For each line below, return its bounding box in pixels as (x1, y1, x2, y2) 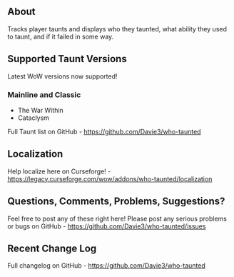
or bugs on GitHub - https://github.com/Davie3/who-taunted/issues (7, 221, 206, 231)
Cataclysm (17, 114, 50, 122)
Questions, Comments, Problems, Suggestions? (7, 196, 225, 208)
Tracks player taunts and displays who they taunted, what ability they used (7, 24, 227, 33)
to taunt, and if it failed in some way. (7, 32, 114, 41)
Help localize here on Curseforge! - (7, 167, 111, 176)
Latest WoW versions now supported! (7, 71, 118, 81)
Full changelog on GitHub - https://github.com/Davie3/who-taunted (7, 261, 205, 270)
